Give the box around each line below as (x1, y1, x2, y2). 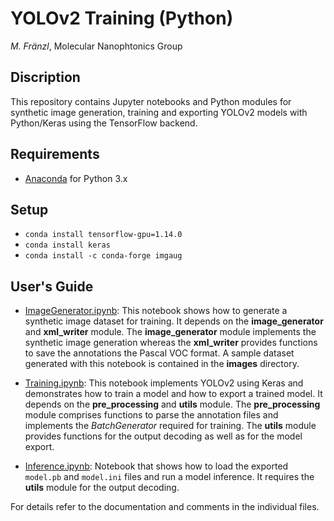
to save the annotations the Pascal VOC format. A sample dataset (24, 347, 295, 359)
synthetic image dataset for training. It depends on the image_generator (24, 315, 324, 327)
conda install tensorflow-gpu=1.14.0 (24, 230, 183, 240)
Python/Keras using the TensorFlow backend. (10, 117, 198, 129)
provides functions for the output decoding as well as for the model (24, 430, 303, 442)
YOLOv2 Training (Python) (10, 7, 234, 30)
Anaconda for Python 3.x (24, 172, 128, 184)
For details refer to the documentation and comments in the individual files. (10, 501, 320, 513)
